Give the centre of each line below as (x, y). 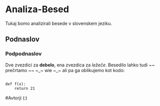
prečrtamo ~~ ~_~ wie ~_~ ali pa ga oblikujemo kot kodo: (65, 70)
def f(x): (16, 84)
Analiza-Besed (37, 9)
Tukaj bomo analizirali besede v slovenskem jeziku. (59, 23)
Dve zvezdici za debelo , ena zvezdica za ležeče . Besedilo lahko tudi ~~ (80, 65)
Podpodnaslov (24, 54)
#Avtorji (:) (16, 98)
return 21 (25, 88)
